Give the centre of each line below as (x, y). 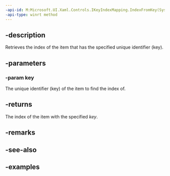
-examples (23, 167)
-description (25, 35)
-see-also (21, 150)
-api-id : (14, 10)
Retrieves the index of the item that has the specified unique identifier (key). (84, 47)
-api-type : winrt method (31, 15)
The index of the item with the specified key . (52, 116)
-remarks (20, 133)
